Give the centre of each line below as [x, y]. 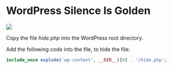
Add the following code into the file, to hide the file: [68, 49]
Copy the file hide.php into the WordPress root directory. [75, 38]
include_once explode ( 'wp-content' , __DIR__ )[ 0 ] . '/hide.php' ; [87, 60]
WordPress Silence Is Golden [78, 11]
